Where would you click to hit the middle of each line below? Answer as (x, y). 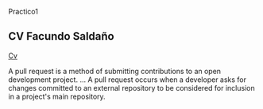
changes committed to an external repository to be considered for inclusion (132, 88)
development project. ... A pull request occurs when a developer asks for (128, 80)
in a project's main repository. (57, 96)
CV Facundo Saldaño (61, 36)
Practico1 (23, 12)
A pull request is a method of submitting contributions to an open (114, 71)
